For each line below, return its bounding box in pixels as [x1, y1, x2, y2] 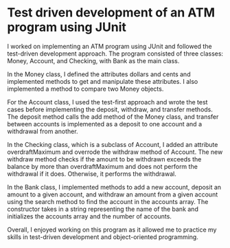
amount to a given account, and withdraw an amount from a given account [7, 190, 218, 199]
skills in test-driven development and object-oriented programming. [7, 232, 199, 241]
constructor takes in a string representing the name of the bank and [7, 205, 199, 213]
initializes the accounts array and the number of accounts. [7, 212, 172, 221]
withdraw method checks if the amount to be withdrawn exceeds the [7, 155, 202, 163]
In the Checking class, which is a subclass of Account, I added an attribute [7, 140, 218, 148]
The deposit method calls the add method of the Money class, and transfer [7, 112, 219, 121]
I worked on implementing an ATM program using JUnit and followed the [7, 42, 212, 50]
